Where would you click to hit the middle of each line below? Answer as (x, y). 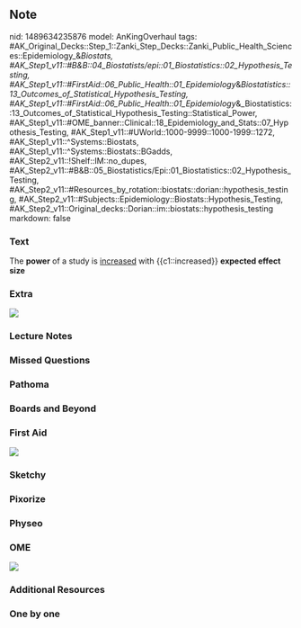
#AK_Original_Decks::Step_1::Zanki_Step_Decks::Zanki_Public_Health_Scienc (151, 46)
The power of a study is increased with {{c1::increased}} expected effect (145, 261)
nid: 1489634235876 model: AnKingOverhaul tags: (103, 36)
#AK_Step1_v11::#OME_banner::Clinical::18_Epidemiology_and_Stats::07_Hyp (149, 122)
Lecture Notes (41, 336)
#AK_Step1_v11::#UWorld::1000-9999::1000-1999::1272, (173, 132)
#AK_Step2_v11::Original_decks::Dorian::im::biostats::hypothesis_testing (142, 208)
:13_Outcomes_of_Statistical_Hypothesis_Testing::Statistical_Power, (133, 112)
